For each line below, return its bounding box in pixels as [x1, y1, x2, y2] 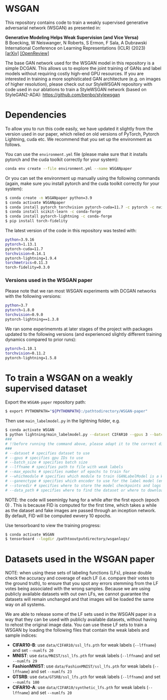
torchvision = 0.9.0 [5, 312, 43, 317]
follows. [5, 141, 21, 147]
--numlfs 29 [12, 659, 37, 664]
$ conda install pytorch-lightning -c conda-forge [5, 214, 112, 219]
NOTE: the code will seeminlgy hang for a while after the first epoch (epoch [5, 497, 160, 503]
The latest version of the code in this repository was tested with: [5, 228, 137, 233]
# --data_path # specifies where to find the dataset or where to [5, 488, 146, 493]
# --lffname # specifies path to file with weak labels [5, 464, 123, 470]
